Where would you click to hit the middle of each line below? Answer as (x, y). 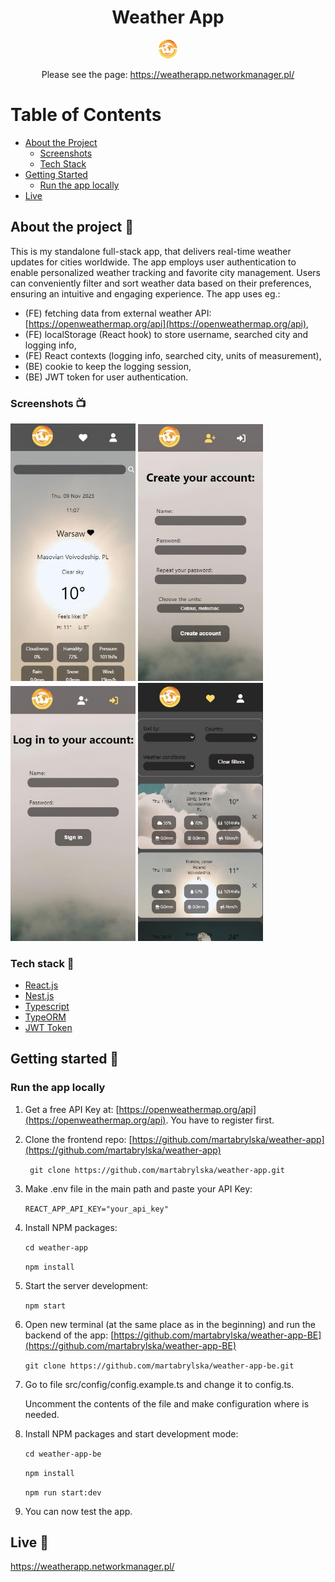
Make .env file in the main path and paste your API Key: (138, 1188)
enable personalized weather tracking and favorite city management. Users (165, 272)
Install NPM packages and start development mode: (131, 1433)
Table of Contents (86, 115)
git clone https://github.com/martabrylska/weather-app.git (157, 1170)
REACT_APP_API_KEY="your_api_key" (96, 1209)
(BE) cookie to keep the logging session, (108, 366)
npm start (45, 1306)
